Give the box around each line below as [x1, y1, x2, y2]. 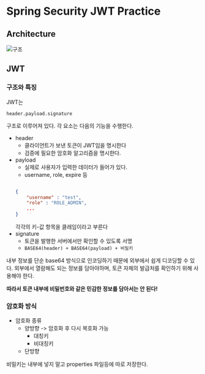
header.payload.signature [6, 110, 72, 117]
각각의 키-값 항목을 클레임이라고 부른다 [15, 223, 108, 231]
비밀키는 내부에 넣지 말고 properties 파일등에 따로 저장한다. [6, 361, 148, 368]
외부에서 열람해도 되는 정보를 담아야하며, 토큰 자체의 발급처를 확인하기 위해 [14, 264, 193, 272]
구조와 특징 [6, 83, 37, 92]
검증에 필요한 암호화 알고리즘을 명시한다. [24, 149, 121, 157]
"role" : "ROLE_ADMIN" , [26, 200, 87, 206]
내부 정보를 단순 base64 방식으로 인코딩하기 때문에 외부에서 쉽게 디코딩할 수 [6, 257, 188, 264]
